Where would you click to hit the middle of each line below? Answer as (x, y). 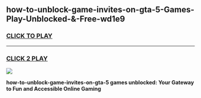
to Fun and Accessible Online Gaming (54, 88)
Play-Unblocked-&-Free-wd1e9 (66, 19)
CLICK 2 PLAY (27, 58)
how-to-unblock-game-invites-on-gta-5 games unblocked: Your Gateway (100, 82)
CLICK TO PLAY (29, 36)
